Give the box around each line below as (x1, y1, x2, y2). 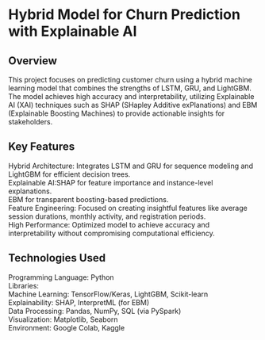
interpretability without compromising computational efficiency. (8, 228, 216, 238)
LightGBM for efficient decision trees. (8, 169, 131, 179)
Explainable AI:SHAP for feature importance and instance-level (8, 178, 213, 187)
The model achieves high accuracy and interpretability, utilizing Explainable (8, 92, 255, 101)
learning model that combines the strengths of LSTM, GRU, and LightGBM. (8, 83, 252, 93)
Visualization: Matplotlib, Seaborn (8, 315, 118, 324)
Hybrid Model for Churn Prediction (8, 6, 240, 24)
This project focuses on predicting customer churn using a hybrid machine (8, 75, 252, 84)
